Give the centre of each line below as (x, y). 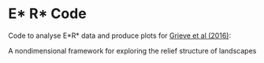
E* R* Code (47, 14)
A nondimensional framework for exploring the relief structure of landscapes (132, 50)
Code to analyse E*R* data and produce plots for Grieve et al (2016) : (119, 35)
